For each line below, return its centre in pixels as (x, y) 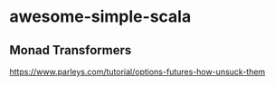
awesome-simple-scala (100, 17)
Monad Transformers (71, 50)
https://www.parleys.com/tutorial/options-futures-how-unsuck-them (137, 72)
